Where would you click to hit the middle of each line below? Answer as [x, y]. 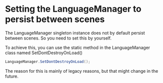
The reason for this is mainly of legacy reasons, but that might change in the [82, 71]
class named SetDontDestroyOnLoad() [44, 53]
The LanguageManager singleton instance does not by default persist [75, 33]
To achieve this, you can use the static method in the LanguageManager [78, 47]
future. [12, 76]
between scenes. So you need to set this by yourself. [58, 38]
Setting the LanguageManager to [73, 9]
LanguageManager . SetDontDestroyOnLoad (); [48, 62]
